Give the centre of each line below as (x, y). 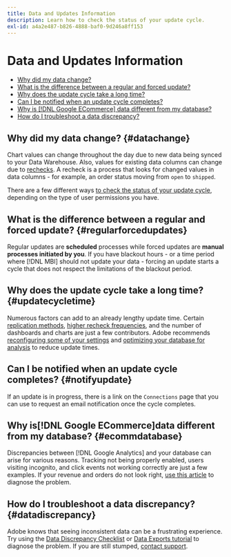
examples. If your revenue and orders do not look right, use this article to (111, 475)
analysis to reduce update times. (53, 347)
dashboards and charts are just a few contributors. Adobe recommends (109, 332)
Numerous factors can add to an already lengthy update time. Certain (106, 318)
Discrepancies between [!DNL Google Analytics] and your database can (109, 453)
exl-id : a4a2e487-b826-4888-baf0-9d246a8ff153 (75, 26)
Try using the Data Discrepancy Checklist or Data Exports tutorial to (103, 539)
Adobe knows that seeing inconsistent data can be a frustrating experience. (115, 531)
